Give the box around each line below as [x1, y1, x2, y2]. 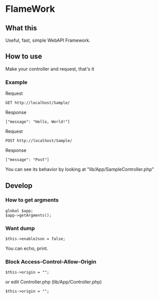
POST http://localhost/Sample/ [5, 138, 73, 144]
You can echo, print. [5, 245, 48, 252]
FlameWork [5, 3, 56, 15]
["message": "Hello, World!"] [5, 119, 70, 125]
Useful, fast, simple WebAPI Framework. [5, 37, 91, 43]
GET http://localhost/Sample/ [5, 100, 70, 105]
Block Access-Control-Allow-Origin [5, 258, 97, 266]
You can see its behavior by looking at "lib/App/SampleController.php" [5, 166, 154, 172]
